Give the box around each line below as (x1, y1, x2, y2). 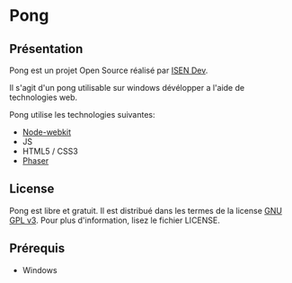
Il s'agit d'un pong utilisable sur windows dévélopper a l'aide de (9, 83, 245, 93)
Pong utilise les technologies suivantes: (9, 110, 155, 119)
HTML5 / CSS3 (22, 146, 78, 156)
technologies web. (9, 92, 78, 102)
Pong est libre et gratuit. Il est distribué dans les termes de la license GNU (9, 205, 283, 216)
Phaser (22, 155, 49, 166)
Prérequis (9, 241, 66, 256)
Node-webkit (22, 127, 72, 137)
